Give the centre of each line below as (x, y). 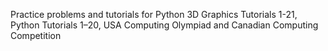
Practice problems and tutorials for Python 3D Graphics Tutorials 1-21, (154, 14)
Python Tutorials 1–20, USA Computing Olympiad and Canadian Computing (164, 25)
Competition (36, 35)
